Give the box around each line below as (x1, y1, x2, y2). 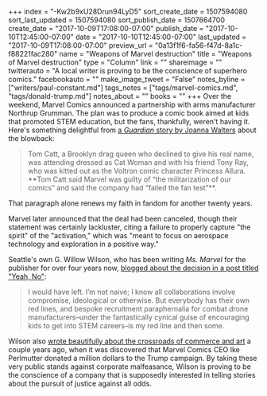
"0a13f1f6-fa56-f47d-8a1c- (154, 41, 243, 50)
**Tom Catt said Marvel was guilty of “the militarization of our (27, 174, 232, 184)
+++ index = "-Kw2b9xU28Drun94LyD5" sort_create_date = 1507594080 (8, 7, 248, 16)
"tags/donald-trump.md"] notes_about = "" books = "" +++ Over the (8, 92, 232, 100)
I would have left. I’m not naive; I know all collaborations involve (27, 287, 236, 296)
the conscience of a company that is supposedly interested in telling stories (8, 371, 256, 379)
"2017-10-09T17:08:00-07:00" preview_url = (8, 41, 153, 50)
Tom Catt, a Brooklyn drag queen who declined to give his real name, (27, 149, 254, 159)
